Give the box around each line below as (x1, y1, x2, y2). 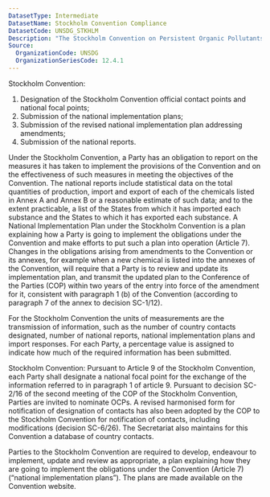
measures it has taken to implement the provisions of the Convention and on (8, 161, 261, 170)
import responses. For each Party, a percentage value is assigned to (8, 339, 235, 348)
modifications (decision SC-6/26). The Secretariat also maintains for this (8, 423, 248, 433)
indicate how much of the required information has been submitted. (8, 347, 231, 357)
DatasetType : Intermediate (8, 11, 99, 20)
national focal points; (19, 102, 90, 113)
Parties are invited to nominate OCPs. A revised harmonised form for (8, 397, 235, 407)
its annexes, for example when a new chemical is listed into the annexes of (8, 255, 256, 265)
